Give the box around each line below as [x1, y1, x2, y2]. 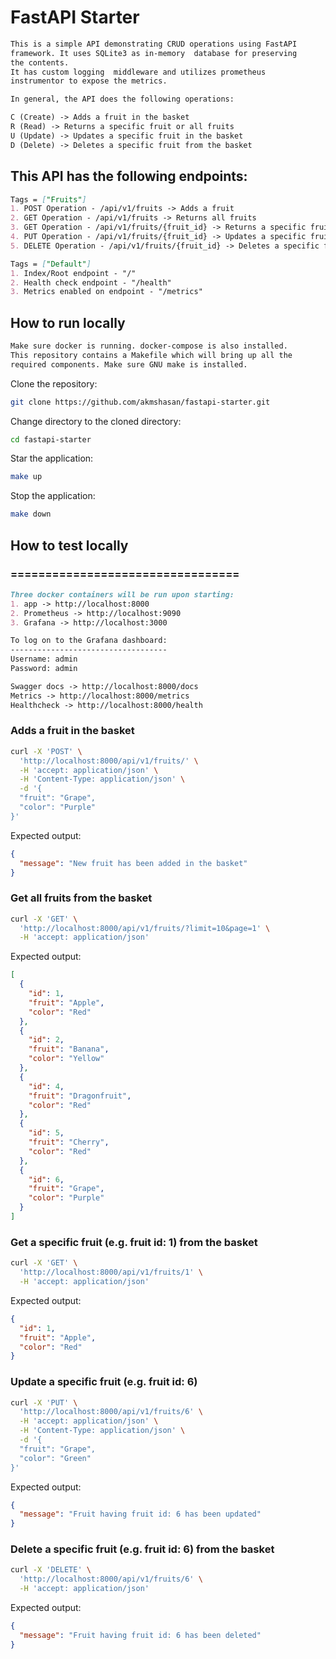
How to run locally [10, 314, 126, 331]
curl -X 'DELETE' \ [10, 1565, 92, 1575]
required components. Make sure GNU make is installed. [10, 359, 248, 370]
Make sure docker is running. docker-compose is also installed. [10, 341, 288, 351]
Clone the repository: [10, 377, 98, 390]
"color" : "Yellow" [28, 1054, 105, 1064]
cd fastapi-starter [10, 434, 92, 445]
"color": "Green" [19, 1453, 92, 1463]
